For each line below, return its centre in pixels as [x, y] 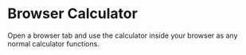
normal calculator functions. [54, 43]
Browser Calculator [73, 14]
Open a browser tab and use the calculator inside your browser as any [123, 35]
